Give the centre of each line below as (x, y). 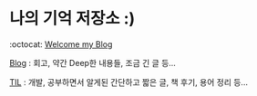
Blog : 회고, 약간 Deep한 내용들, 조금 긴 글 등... (93, 62)
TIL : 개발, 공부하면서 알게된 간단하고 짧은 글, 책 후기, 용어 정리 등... (129, 82)
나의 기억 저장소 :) (72, 19)
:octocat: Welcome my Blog (61, 44)
